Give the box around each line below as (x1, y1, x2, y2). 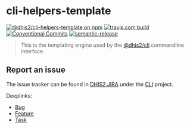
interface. (20, 47, 45, 54)
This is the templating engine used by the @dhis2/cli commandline (20, 41, 185, 49)
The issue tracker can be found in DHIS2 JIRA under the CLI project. (6, 80, 174, 88)
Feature (14, 109, 34, 117)
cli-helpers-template (6, 4, 111, 18)
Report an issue (6, 65, 66, 75)
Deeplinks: (6, 92, 33, 99)
